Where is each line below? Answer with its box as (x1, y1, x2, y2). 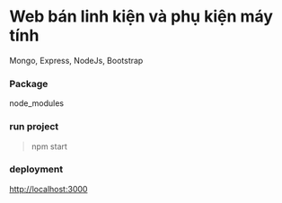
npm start (31, 141, 67, 152)
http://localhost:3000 (9, 183, 88, 194)
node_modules (9, 98, 65, 109)
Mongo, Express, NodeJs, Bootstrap (9, 55, 144, 66)
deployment (9, 163, 64, 176)
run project (9, 120, 59, 133)
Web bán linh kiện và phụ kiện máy (9, 6, 274, 27)
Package (9, 77, 48, 90)
